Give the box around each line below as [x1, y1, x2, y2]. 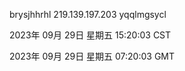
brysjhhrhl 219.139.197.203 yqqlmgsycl [9, 9, 167, 20]
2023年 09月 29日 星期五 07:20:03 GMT [9, 50, 176, 62]
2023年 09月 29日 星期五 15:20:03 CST [9, 29, 172, 41]
